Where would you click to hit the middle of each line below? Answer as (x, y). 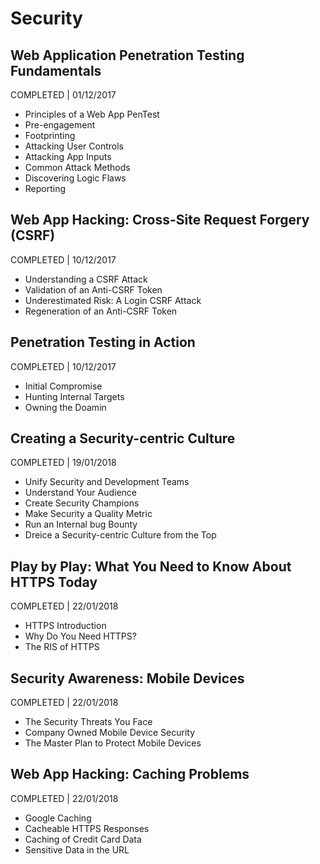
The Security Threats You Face (88, 722)
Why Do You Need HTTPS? (80, 636)
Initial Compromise (63, 386)
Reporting (45, 188)
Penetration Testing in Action (103, 342)
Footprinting (50, 135)
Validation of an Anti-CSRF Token (93, 289)
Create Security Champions (82, 503)
